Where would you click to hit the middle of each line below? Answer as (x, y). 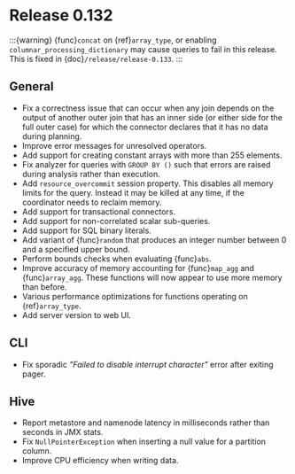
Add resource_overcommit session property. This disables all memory (147, 183)
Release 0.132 (61, 16)
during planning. (52, 136)
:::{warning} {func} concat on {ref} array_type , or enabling (113, 40)
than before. (44, 287)
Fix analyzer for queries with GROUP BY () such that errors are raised (146, 164)
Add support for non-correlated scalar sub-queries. (116, 221)
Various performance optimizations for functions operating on (135, 296)
